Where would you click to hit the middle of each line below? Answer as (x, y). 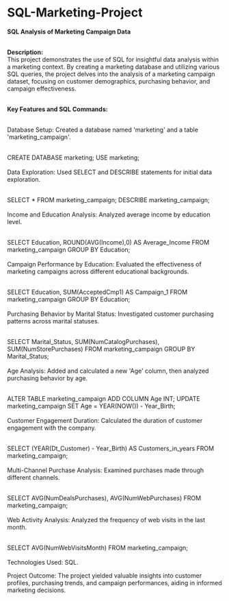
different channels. (33, 477)
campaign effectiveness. (42, 88)
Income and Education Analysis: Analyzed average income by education (109, 214)
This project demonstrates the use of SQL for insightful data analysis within (113, 59)
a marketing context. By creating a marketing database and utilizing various (113, 66)
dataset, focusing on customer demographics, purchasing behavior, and (109, 81)
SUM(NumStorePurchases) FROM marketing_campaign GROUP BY (101, 349)
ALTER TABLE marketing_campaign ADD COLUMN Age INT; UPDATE (104, 398)
